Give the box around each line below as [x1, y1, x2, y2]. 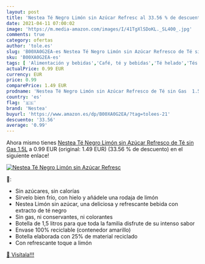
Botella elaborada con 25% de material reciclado [15, 233, 138, 240]
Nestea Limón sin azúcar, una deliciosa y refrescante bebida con [15, 201, 178, 208]
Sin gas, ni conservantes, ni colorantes [15, 213, 113, 221]
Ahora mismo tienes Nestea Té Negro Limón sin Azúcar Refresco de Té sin [6, 139, 194, 146]
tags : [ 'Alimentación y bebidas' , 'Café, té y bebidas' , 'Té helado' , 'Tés [6, 60, 198, 66]
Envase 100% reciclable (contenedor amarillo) [15, 226, 131, 234]
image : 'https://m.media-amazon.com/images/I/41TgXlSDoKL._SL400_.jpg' [6, 26, 192, 32]
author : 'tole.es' [6, 43, 53, 49]
